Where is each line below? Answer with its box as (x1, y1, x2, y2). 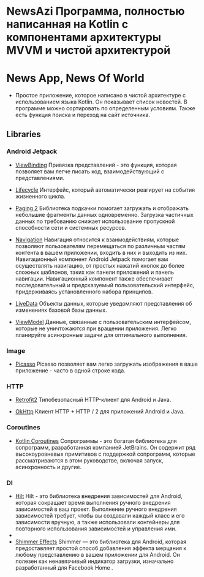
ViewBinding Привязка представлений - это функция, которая (15, 161, 177, 168)
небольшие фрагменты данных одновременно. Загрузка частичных (15, 211, 194, 218)
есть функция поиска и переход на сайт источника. (15, 111, 151, 119)
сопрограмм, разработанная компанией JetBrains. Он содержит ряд (15, 443, 196, 451)
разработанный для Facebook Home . (15, 564, 113, 571)
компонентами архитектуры (6, 31, 161, 44)
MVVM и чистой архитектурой (6, 43, 171, 58)
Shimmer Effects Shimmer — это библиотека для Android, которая (15, 538, 187, 545)
